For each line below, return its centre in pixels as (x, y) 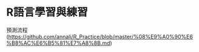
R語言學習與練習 (47, 12)
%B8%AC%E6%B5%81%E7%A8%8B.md (58, 43)
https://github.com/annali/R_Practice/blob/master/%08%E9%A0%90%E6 (100, 36)
